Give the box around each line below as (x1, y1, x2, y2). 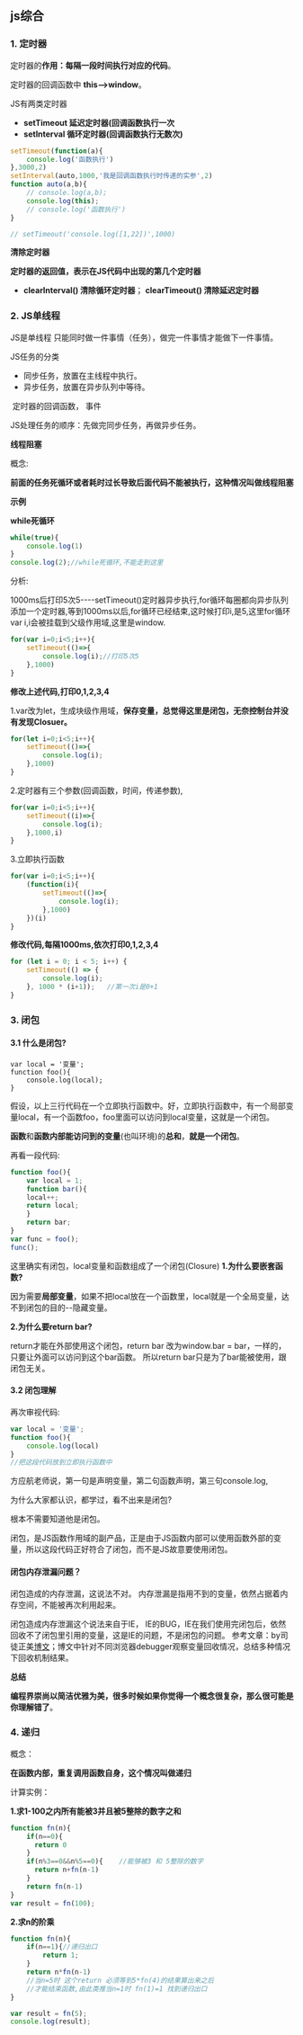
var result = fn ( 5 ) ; (10, 2009, 88, 2018)
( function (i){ (26, 880, 79, 889)
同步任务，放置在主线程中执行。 (22, 370, 142, 380)
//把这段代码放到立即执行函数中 (10, 1458, 112, 1468)
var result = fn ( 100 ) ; (10, 1898, 95, 1908)
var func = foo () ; (10, 1235, 79, 1244)
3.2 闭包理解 (10, 1385, 57, 1396)
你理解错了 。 (10, 1701, 58, 1712)
